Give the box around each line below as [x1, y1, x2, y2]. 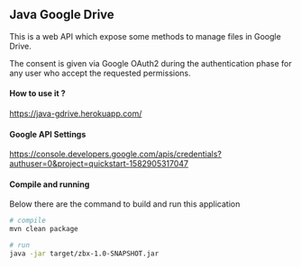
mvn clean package [9, 225, 78, 234]
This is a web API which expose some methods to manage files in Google [9, 31, 281, 41]
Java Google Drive [9, 7, 114, 22]
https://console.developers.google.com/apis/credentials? [9, 148, 223, 160]
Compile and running [9, 179, 90, 190]
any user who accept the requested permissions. [9, 67, 191, 78]
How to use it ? [9, 88, 66, 99]
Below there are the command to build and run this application [9, 199, 241, 209]
